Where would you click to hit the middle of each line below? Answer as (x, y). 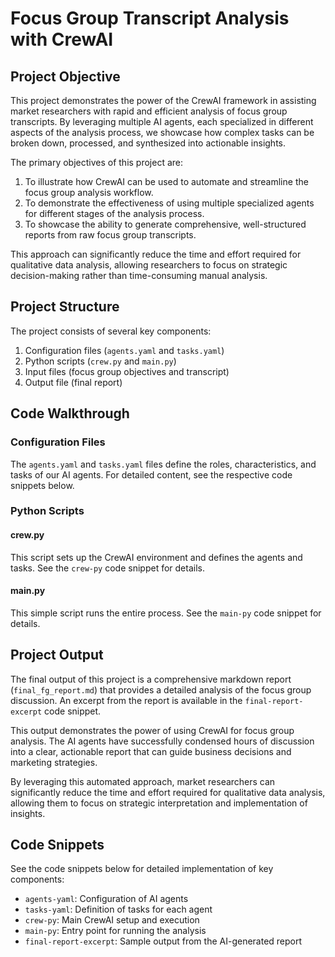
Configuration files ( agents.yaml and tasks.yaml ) (124, 350)
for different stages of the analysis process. (114, 213)
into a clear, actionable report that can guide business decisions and (151, 751)
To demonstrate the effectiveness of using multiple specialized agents (169, 203)
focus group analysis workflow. (89, 192)
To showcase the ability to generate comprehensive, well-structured (165, 224)
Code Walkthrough (70, 413)
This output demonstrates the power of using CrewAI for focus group (152, 730)
